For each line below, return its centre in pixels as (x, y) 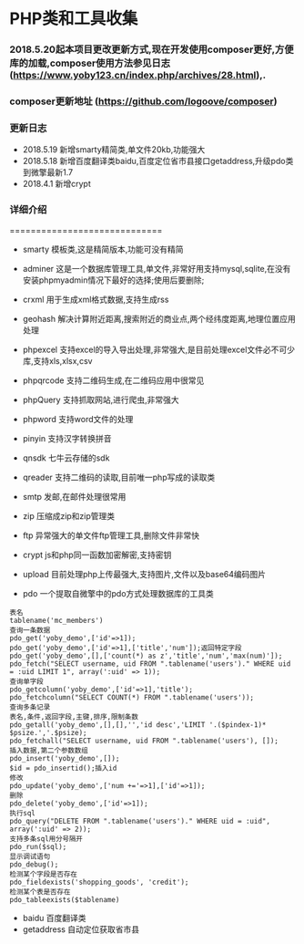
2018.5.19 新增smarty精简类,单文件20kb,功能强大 (114, 150)
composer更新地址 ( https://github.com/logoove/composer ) (143, 101)
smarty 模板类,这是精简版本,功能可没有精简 (103, 249)
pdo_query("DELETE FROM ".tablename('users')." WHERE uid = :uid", (140, 821)
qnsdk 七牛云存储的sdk (66, 458)
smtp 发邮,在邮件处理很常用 (74, 496)
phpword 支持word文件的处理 (78, 419)
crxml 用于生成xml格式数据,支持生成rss (96, 299)
